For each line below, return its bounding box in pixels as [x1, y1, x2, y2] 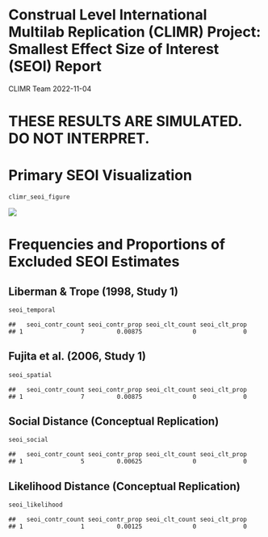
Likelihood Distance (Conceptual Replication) [8, 479, 241, 493]
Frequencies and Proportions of [8, 236, 226, 254]
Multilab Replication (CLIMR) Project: [8, 23, 262, 41]
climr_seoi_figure [8, 193, 70, 201]
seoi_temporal [8, 305, 57, 314]
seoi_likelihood [8, 501, 63, 509]
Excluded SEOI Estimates [8, 253, 180, 271]
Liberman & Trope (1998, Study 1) [8, 284, 179, 298]
